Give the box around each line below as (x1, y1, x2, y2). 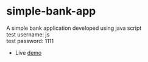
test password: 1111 (6, 37, 54, 44)
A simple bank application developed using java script (6, 24, 142, 32)
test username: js (6, 30, 50, 38)
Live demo (15, 49, 42, 56)
